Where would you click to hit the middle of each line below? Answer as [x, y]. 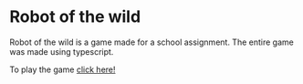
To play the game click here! [63, 69]
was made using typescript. [62, 51]
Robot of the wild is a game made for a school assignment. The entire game [151, 42]
